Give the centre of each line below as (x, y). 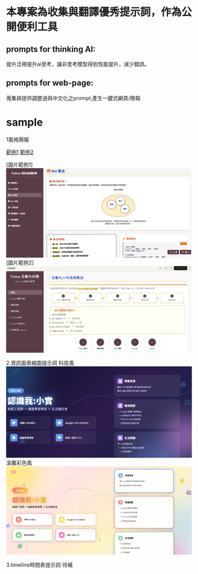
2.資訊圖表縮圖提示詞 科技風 (40, 363)
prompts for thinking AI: (51, 49)
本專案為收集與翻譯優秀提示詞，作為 (94, 12)
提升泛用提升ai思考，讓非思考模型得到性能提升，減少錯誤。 (78, 64)
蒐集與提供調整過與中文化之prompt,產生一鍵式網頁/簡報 (73, 98)
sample (24, 122)
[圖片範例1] (19, 165)
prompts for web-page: (50, 83)
